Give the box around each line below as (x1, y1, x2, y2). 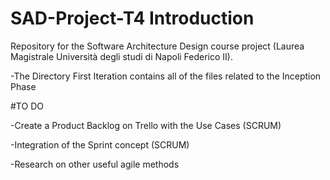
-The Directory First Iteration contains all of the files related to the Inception (10, 70, 322, 82)
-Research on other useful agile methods (10, 158, 180, 170)
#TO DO (10, 100, 44, 112)
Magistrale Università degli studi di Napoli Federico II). (10, 50, 233, 62)
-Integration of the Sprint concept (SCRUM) (10, 138, 190, 151)
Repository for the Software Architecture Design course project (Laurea (10, 40, 305, 52)
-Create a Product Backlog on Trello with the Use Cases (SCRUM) (10, 119, 282, 131)
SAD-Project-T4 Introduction (10, 7, 255, 30)
